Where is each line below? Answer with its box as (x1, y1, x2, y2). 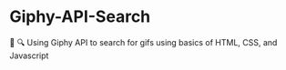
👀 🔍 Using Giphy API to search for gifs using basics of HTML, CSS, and (9, 36, 278, 47)
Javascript (9, 50, 49, 61)
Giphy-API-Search (9, 6, 151, 27)
